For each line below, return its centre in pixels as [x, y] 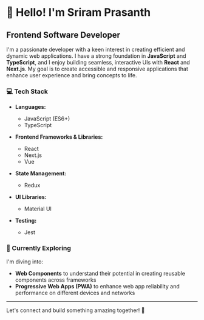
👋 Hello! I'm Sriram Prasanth [79, 12]
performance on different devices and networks [75, 293]
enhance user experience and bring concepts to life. [72, 75]
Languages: [30, 107]
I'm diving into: [25, 262]
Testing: [26, 221]
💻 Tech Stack [27, 91]
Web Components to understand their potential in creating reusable [100, 273]
